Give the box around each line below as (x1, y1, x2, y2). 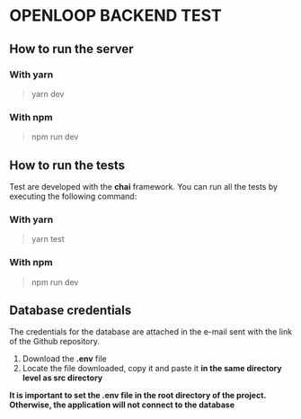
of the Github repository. (9, 336, 101, 347)
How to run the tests (9, 157, 126, 173)
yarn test (31, 234, 65, 245)
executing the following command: (9, 191, 137, 201)
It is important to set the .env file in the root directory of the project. (9, 390, 267, 401)
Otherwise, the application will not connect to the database (9, 399, 235, 410)
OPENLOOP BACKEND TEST (9, 5, 222, 26)
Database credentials (9, 302, 132, 317)
